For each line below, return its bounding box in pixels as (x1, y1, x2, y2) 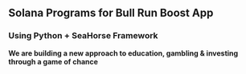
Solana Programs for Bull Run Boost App (8, 6, 214, 20)
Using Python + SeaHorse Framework (8, 30, 158, 41)
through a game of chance (8, 56, 99, 66)
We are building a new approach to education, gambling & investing (8, 48, 239, 58)
